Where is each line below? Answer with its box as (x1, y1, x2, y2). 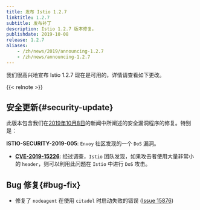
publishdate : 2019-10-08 (6, 31, 69, 38)
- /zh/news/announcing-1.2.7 (17, 54, 91, 60)
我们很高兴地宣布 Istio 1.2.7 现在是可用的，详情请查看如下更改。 (6, 71, 165, 79)
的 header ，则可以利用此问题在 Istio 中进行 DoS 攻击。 (15, 160, 151, 168)
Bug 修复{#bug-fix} (6, 180, 81, 190)
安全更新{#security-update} (6, 102, 114, 113)
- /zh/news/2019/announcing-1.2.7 (17, 48, 104, 54)
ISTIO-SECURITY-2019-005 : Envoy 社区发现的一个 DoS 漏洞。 (6, 140, 160, 147)
